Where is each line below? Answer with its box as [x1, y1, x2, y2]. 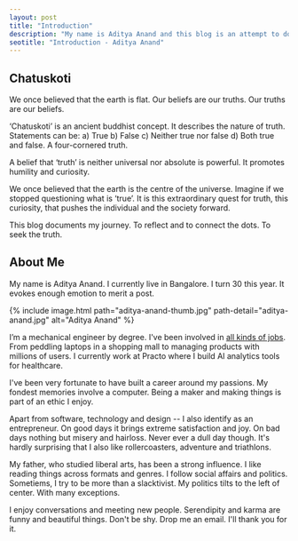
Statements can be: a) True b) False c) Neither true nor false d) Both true [9, 131, 275, 141]
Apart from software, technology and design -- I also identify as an [9, 413, 254, 424]
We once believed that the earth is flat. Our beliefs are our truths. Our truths [9, 94, 286, 105]
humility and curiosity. [9, 166, 90, 178]
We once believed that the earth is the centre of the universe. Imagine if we [9, 184, 285, 195]
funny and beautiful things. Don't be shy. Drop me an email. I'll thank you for [9, 513, 287, 524]
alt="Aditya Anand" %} [51, 314, 135, 325]
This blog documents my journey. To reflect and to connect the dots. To [9, 219, 271, 231]
